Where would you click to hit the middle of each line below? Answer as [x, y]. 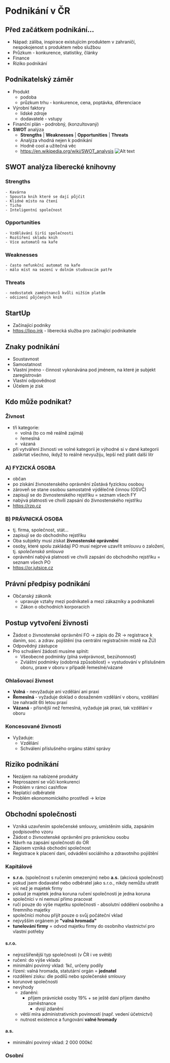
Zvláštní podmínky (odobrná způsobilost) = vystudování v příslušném [93, 662]
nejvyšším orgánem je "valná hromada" [55, 921]
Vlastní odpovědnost [34, 381]
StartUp [18, 313]
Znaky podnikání [32, 346]
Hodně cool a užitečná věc [48, 145]
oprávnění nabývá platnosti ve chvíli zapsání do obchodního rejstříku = [87, 557]
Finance [21, 58]
